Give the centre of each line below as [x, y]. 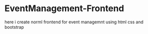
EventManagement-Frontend [64, 8]
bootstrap [14, 27]
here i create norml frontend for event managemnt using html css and [74, 22]
